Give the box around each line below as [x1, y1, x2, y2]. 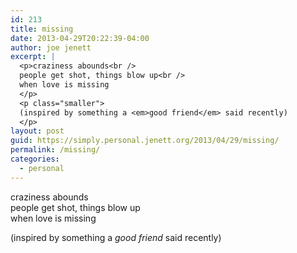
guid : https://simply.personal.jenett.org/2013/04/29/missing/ [10, 136, 280, 146]
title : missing [10, 24, 74, 34]
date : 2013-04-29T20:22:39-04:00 [10, 33, 150, 43]
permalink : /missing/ [10, 145, 101, 155]
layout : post [10, 126, 65, 136]
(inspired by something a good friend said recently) [10, 231, 222, 243]
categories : [10, 154, 60, 164]
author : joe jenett [10, 42, 92, 53]
